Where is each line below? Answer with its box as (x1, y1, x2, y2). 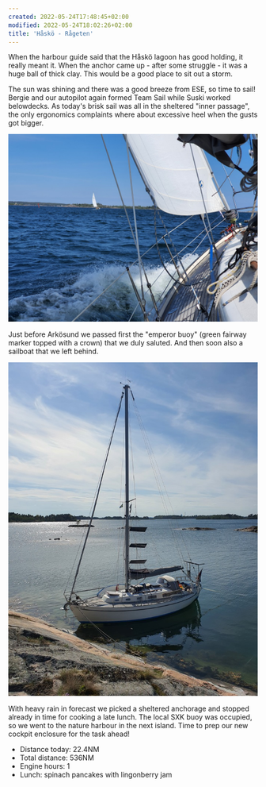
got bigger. (8, 118, 44, 128)
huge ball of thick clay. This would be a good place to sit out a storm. (8, 69, 234, 79)
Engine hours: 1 (19, 762, 70, 771)
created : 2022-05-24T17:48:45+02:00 (8, 13, 129, 21)
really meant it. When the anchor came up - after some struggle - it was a (8, 60, 248, 71)
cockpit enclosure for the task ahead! (8, 729, 131, 739)
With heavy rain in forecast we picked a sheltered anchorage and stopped (8, 704, 249, 714)
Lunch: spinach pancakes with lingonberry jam (19, 770, 173, 780)
